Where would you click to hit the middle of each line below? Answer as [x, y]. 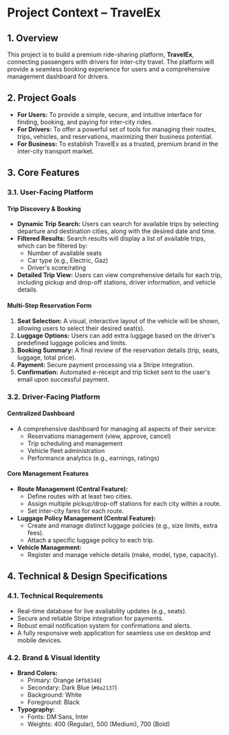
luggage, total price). [47, 357]
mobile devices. [40, 640]
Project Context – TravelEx [84, 13]
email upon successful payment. [63, 379]
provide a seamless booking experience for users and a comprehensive [109, 69]
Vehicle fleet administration [66, 450]
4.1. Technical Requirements [55, 596]
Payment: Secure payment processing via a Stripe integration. [106, 364]
